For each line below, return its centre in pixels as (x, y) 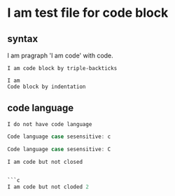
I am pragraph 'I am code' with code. (60, 55)
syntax (23, 39)
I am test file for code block (88, 13)
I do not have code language (50, 124)
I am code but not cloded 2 (48, 187)
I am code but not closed (45, 162)
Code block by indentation (47, 87)
